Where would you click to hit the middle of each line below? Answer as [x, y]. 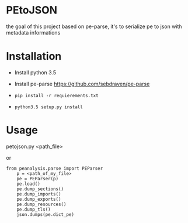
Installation [34, 56]
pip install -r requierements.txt [56, 95]
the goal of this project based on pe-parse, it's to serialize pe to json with [94, 26]
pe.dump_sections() [40, 189]
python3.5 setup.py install [48, 107]
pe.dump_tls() [34, 209]
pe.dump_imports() [39, 194]
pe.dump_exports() [39, 199]
